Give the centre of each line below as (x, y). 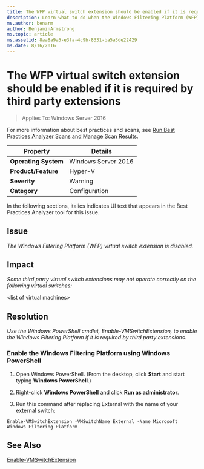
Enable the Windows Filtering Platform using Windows (89, 353)
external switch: (36, 410)
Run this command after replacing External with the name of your (97, 404)
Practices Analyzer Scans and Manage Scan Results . (73, 136)
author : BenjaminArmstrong (41, 29)
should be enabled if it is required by (100, 89)
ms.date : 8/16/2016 (31, 46)
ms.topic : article (30, 34)
